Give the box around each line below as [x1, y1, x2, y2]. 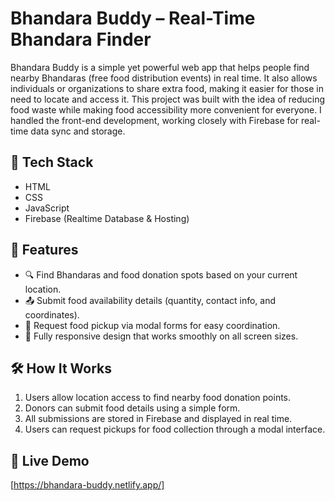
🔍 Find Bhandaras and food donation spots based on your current [24, 268, 298, 281]
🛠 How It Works [10, 360, 113, 377]
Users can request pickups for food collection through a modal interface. [24, 423, 326, 436]
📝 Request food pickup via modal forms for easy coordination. [24, 319, 281, 331]
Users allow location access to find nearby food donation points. [24, 392, 292, 404]
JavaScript [24, 202, 70, 214]
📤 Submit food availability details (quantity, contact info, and [24, 294, 277, 306]
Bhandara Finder [10, 28, 152, 51]
